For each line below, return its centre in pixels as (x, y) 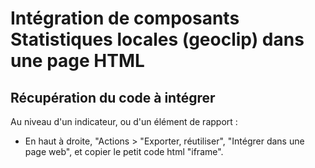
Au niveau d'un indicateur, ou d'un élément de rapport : (124, 121)
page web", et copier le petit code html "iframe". (124, 151)
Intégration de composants (125, 18)
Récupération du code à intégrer (113, 97)
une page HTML (77, 61)
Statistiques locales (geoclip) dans (157, 39)
